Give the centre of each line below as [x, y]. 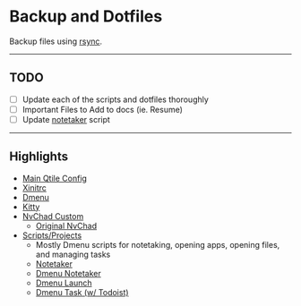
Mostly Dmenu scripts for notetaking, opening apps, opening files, [158, 244]
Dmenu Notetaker [68, 273]
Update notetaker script [66, 119]
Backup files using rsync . [56, 41]
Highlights [39, 157]
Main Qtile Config [55, 178]
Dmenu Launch [64, 283]
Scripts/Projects [52, 235]
